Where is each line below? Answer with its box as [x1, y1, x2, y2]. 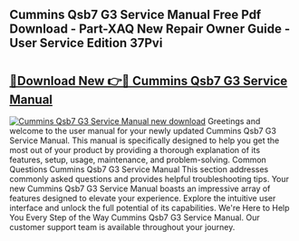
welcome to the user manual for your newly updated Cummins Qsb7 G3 [9, 126, 276, 136]
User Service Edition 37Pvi [9, 35, 163, 51]
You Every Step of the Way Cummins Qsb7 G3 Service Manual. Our [9, 212, 260, 223]
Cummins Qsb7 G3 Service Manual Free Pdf [9, 7, 262, 23]
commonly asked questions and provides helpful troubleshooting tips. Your [9, 174, 290, 184]
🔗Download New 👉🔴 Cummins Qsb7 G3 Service [9, 72, 288, 89]
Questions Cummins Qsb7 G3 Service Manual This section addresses [9, 164, 269, 175]
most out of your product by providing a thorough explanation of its [9, 145, 261, 155]
